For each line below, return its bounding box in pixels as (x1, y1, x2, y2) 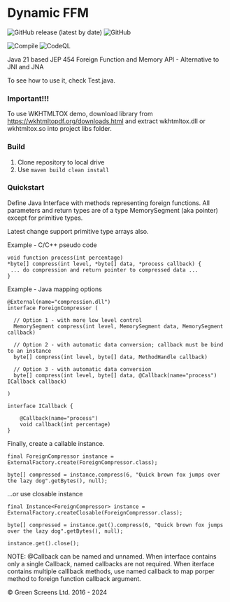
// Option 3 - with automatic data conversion (13, 365, 152, 372)
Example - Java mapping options (7, 285, 103, 293)
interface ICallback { (7, 402, 73, 409)
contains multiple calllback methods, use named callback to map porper (7, 567, 215, 575)
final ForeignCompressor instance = (7, 453, 114, 460)
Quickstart (7, 183, 45, 192)
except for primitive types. (7, 213, 83, 222)
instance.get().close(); (7, 540, 80, 547)
